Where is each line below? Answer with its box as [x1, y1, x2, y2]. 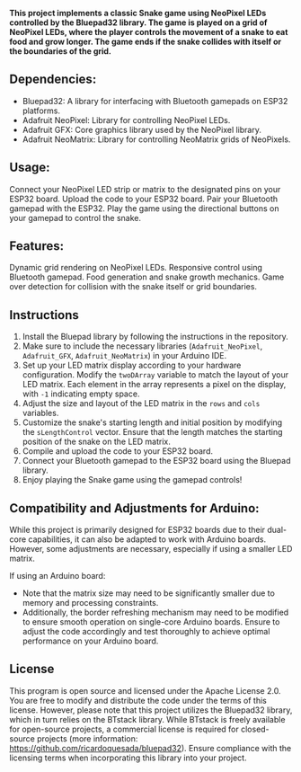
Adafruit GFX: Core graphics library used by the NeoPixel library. [22, 124, 262, 135]
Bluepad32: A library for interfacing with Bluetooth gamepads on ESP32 [22, 95, 288, 106]
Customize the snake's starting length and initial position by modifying [22, 417, 283, 428]
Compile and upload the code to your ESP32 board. [22, 446, 214, 457]
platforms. [22, 105, 61, 116]
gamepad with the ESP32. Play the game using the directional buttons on [9, 202, 279, 214]
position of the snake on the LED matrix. [22, 436, 171, 448]
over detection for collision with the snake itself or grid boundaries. [9, 281, 258, 292]
